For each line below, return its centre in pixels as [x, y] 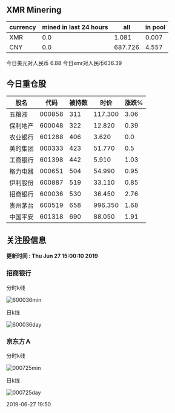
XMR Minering [34, 10]
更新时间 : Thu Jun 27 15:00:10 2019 [52, 256]
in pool [155, 27]
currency [23, 27]
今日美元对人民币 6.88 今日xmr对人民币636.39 [64, 63]
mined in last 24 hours [75, 27]
